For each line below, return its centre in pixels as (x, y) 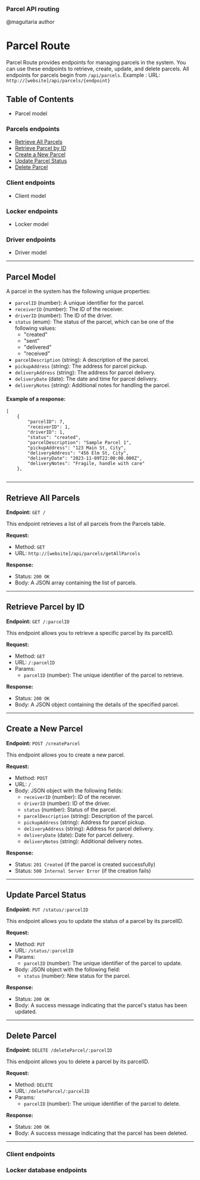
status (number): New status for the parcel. (77, 975)
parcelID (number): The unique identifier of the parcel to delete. (102, 1104)
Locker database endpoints (47, 1170)
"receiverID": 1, (49, 427)
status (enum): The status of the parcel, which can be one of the (94, 322)
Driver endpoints (31, 239)
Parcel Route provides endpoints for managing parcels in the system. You (96, 63)
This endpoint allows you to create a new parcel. (66, 755)
